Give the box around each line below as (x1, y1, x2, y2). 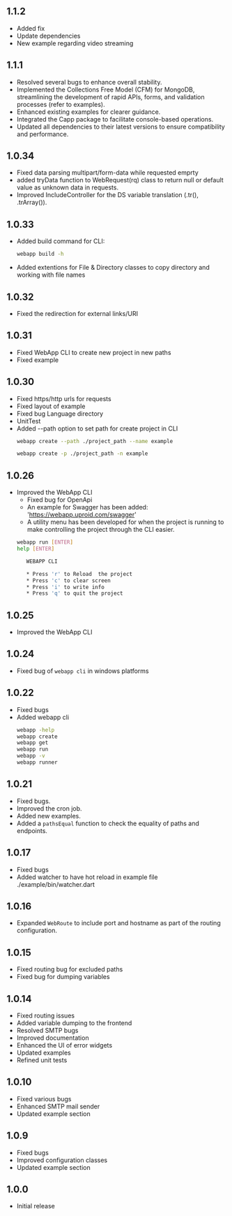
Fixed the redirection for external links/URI (16, 309, 139, 317)
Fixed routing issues (16, 1011, 75, 1020)
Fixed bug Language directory (16, 409, 104, 418)
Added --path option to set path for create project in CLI (16, 424, 178, 433)
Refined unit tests (16, 1056, 68, 1064)
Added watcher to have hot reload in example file (16, 873, 158, 881)
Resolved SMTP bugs (16, 1027, 79, 1034)
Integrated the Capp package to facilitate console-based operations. (16, 115, 214, 123)
